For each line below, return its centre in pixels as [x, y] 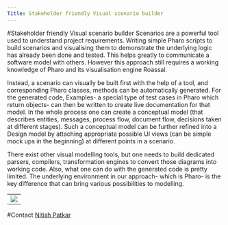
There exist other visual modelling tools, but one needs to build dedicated [111, 154]
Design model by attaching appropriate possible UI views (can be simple [109, 134]
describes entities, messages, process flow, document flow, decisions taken [114, 119]
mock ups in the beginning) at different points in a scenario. [91, 141]
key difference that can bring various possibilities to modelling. [96, 183]
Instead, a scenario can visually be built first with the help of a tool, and [108, 82]
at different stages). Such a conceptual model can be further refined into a [112, 126]
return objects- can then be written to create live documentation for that [109, 104]
